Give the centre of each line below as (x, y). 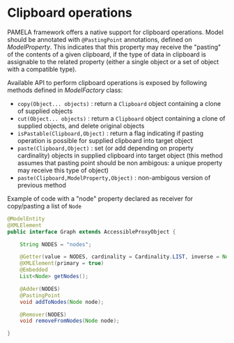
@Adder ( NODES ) (40, 289)
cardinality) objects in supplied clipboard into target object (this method (120, 155)
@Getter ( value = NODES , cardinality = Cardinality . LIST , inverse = (119, 257)
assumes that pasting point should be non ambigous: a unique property (120, 162)
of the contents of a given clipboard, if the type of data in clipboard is (107, 54)
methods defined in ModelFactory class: (65, 90)
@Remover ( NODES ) (44, 314)
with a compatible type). (42, 69)
